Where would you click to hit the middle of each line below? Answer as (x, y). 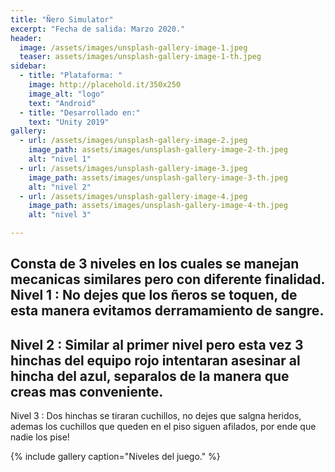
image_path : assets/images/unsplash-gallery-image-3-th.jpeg (158, 177)
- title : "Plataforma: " (71, 76)
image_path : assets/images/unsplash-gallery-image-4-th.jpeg (158, 206)
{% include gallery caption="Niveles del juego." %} (115, 457)
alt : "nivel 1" (60, 159)
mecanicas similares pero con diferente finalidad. (167, 279)
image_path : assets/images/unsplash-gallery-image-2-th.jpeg (158, 150)
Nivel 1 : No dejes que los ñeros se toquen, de (154, 295)
